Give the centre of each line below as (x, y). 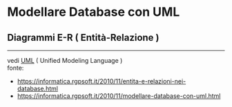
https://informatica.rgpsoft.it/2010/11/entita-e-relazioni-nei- (101, 81)
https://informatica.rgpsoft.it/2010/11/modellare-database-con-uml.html (119, 96)
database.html (38, 88)
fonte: (16, 68)
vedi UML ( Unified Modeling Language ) (65, 60)
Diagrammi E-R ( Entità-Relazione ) (84, 38)
